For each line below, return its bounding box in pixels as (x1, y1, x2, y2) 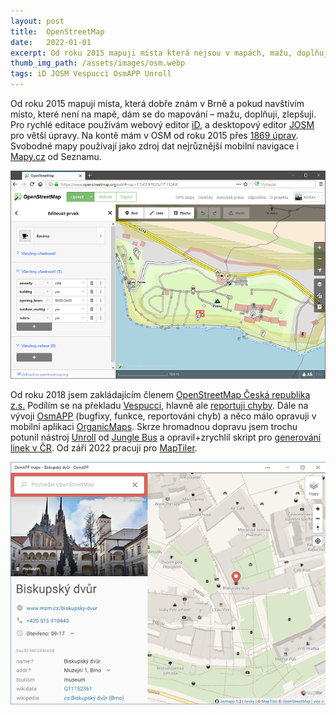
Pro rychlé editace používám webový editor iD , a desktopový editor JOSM (10, 119, 315, 130)
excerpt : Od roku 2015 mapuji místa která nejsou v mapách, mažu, (10, 48, 293, 58)
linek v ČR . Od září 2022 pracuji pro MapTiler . (10, 441, 198, 454)
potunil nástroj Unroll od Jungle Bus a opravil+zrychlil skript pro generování (10, 431, 322, 443)
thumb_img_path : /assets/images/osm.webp (10, 58, 186, 69)
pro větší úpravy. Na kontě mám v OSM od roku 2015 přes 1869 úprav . (10, 130, 299, 141)
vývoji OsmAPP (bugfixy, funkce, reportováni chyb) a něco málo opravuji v (10, 410, 317, 422)
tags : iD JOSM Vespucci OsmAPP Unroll (10, 69, 172, 79)
